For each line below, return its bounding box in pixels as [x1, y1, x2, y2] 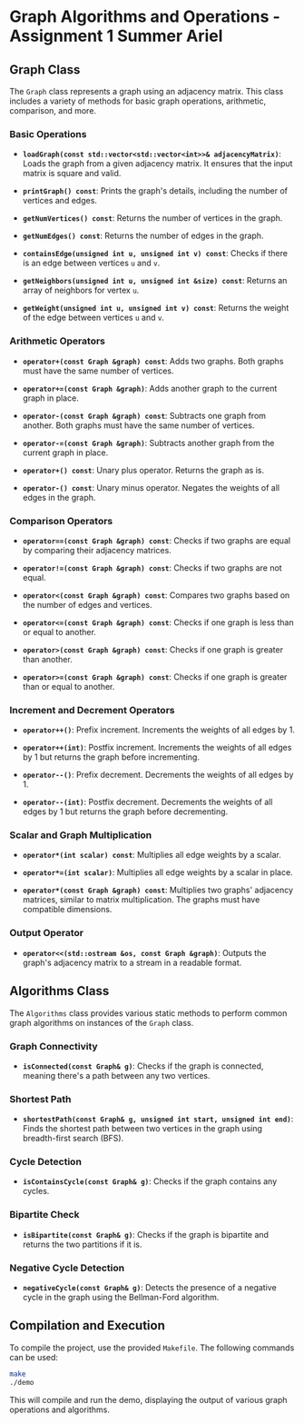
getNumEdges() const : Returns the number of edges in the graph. [22, 230, 264, 242]
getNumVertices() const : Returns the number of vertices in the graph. [22, 213, 283, 224]
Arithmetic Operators [9, 334, 106, 347]
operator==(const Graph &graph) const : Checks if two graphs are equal [22, 534, 291, 546]
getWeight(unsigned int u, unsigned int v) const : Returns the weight [22, 303, 289, 314]
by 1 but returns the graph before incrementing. [22, 752, 200, 762]
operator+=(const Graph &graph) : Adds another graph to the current [22, 383, 278, 393]
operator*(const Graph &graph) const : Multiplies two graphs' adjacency [22, 884, 293, 896]
